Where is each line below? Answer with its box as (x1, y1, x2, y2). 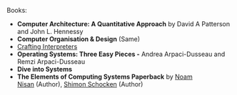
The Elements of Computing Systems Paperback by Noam (16, 72, 193, 81)
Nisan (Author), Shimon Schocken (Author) (16, 80, 143, 88)
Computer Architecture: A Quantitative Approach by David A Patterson (16, 20, 230, 28)
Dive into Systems (16, 65, 73, 73)
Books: (6, 6, 28, 14)
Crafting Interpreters (16, 43, 78, 50)
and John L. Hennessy (16, 28, 84, 35)
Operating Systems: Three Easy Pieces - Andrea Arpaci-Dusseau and (16, 50, 226, 58)
